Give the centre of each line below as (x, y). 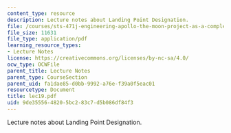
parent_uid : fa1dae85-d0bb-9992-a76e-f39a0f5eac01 (81, 84)
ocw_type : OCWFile (33, 64)
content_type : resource (41, 13)
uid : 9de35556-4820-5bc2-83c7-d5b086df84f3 (70, 103)
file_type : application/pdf (47, 39)
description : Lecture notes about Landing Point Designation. (98, 20)
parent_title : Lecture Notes (49, 71)
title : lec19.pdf (32, 97)
